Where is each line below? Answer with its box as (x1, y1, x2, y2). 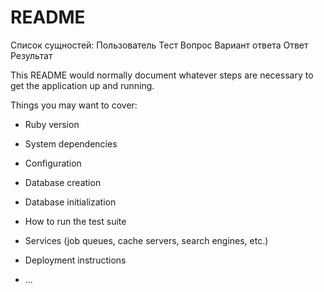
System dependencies (24, 137, 118, 150)
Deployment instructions (24, 254, 127, 266)
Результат (10, 49, 53, 61)
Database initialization (24, 196, 117, 208)
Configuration (24, 157, 82, 169)
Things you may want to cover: (10, 99, 138, 111)
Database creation (24, 176, 102, 188)
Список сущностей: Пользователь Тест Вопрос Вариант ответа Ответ (10, 39, 309, 51)
